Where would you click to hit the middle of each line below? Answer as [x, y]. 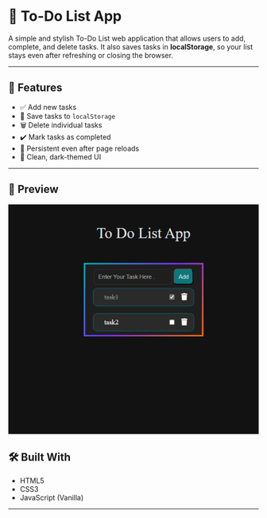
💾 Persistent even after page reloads [79, 148]
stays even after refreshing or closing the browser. [91, 55]
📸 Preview [33, 189]
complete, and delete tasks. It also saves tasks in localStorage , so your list [131, 46]
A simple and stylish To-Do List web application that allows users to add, [127, 38]
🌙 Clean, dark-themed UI [60, 157]
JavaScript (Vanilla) [52, 497]
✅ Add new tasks [48, 107]
